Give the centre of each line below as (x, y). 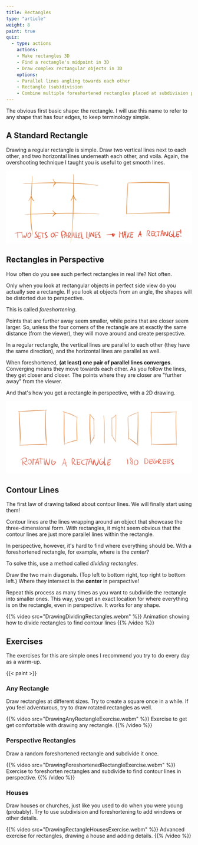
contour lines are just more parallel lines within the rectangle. (80, 534)
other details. (22, 818)
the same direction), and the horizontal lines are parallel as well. (83, 351)
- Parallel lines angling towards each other (74, 81)
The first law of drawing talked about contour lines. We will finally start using (99, 504)
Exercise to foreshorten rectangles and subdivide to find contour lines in (94, 771)
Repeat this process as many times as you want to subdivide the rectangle (96, 593)
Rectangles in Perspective (55, 260)
